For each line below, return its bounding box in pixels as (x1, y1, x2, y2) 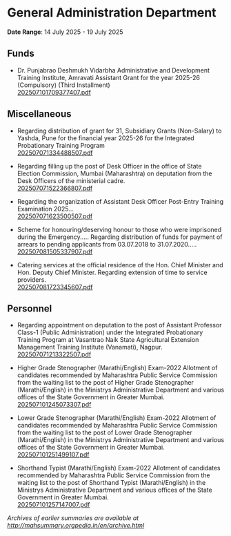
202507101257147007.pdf (17, 501, 90, 509)
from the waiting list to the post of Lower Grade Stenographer (17, 428, 192, 437)
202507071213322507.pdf (17, 350, 92, 358)
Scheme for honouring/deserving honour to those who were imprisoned (17, 225, 222, 233)
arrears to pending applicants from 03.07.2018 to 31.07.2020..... (17, 240, 197, 248)
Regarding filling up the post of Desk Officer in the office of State (17, 162, 202, 170)
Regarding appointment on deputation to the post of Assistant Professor (17, 321, 222, 329)
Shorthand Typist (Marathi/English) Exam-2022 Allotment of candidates (17, 464, 221, 472)
